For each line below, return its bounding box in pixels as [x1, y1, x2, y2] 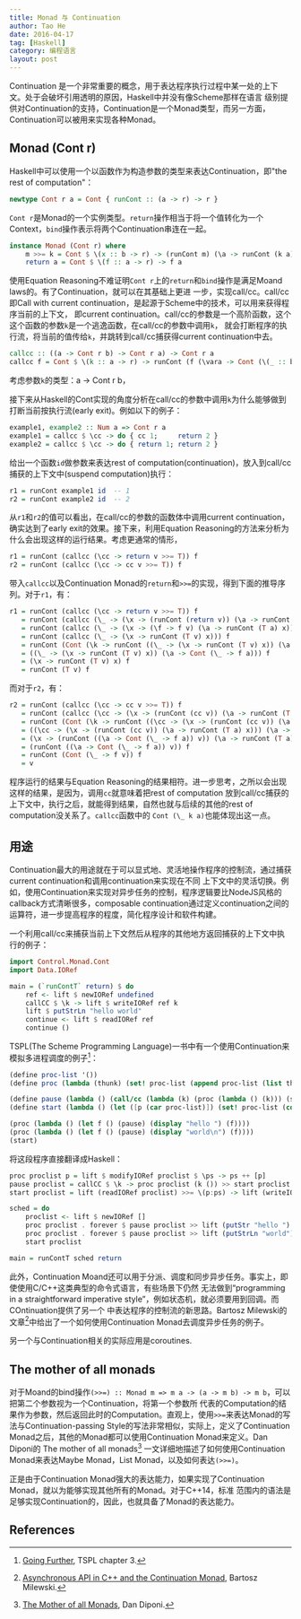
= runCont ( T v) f [21, 666, 90, 675]
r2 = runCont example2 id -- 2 [9, 494, 130, 503]
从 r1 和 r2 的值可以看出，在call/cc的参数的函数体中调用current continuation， [9, 512, 289, 523]
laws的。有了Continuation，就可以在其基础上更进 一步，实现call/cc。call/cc [9, 286, 289, 297]
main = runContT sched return [9, 1253, 123, 1263]
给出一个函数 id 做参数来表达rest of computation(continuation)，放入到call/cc [9, 457, 292, 467]
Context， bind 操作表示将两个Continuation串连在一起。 [9, 223, 212, 234]
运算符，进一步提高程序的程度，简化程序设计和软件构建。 [9, 910, 221, 919]
